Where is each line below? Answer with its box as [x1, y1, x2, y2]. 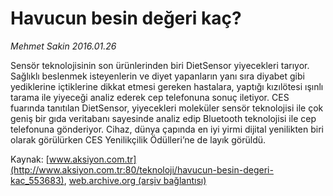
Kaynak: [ [10, 153, 50, 165]
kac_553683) [10, 174, 65, 186]
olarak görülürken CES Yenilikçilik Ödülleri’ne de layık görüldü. [10, 133, 267, 146]
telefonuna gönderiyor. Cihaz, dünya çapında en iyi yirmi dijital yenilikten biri [10, 123, 324, 135]
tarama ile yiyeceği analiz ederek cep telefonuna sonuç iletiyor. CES [10, 91, 290, 103]
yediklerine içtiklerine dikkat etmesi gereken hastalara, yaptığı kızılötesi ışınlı [10, 80, 324, 92]
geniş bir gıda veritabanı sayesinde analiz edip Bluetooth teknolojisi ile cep [10, 112, 317, 124]
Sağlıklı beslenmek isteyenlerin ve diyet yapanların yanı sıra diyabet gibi [10, 70, 305, 82]
